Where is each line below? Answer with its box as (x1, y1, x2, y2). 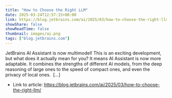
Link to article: (12, 81, 43, 87)
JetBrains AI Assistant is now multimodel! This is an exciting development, (5, 50, 162, 56)
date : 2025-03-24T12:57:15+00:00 (5, 12, 77, 17)
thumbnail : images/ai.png (5, 31, 60, 36)
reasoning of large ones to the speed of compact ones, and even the (5, 66, 150, 72)
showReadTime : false (5, 27, 50, 32)
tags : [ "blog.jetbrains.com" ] (5, 36, 70, 41)
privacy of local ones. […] (5, 71, 60, 78)
